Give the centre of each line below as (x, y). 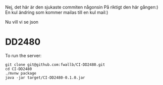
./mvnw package (21, 73)
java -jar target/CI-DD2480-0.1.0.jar (45, 78)
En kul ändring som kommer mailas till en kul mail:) (57, 12)
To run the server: (24, 55)
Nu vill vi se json (22, 22)
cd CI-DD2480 (19, 69)
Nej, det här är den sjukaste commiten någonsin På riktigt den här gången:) (82, 7)
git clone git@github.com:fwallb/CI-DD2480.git (55, 64)
